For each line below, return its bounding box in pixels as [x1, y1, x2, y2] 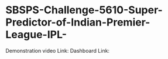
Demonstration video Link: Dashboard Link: [5, 47, 109, 54]
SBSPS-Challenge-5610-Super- [5, 3, 163, 17]
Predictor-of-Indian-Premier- [5, 16, 150, 29]
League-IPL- [5, 28, 67, 41]
